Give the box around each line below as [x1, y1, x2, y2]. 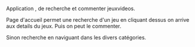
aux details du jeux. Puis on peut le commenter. [6, 23, 122, 29]
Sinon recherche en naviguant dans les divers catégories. [6, 34, 147, 41]
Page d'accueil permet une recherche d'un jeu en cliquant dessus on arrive [6, 16, 190, 23]
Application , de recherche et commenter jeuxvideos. [6, 5, 135, 12]
